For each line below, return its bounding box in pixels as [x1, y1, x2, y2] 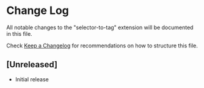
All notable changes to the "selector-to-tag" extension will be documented [6, 24, 194, 31]
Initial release [15, 75, 49, 83]
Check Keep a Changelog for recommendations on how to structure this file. [6, 42, 199, 49]
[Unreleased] [6, 59, 58, 70]
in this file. [6, 30, 32, 37]
